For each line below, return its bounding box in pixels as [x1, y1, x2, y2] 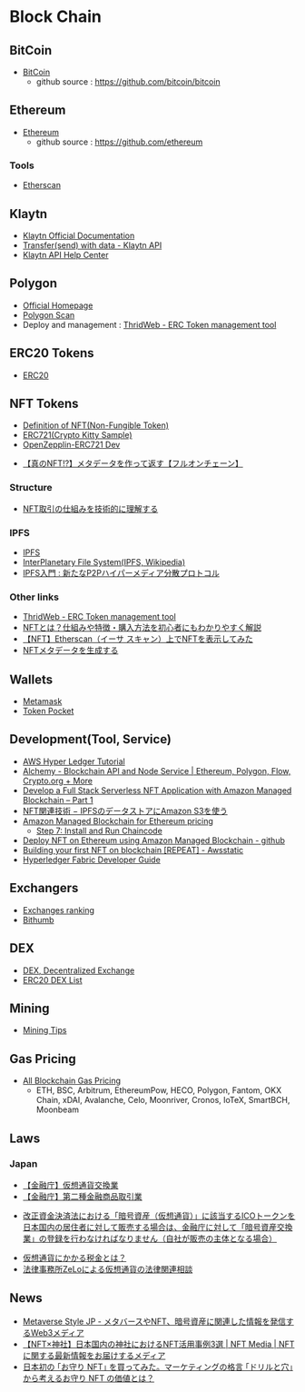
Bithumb [22, 914, 54, 925]
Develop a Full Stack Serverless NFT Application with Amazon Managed [22, 784, 292, 796]
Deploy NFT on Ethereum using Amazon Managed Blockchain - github [22, 834, 286, 846]
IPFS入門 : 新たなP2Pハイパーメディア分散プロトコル [22, 567, 220, 578]
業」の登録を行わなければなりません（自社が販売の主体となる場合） [22, 1233, 277, 1244]
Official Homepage [22, 300, 93, 311]
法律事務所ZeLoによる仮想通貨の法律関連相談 [22, 1263, 193, 1274]
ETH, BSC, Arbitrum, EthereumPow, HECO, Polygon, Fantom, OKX [35, 1085, 282, 1096]
